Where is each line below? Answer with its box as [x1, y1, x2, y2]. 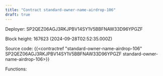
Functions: [5, 66, 27, 72]
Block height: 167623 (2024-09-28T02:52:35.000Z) [5, 36, 113, 42]
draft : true [5, 12, 30, 17]
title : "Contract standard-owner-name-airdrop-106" [5, 7, 116, 13]
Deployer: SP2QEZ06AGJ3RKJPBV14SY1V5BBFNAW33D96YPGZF [5, 26, 143, 32]
